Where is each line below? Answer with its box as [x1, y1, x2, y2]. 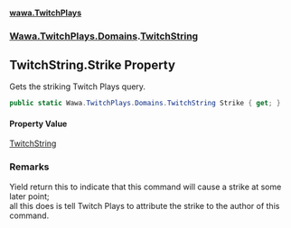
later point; [9, 190, 50, 202]
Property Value [9, 118, 68, 129]
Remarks [9, 160, 50, 173]
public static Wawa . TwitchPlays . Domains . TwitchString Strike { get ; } [9, 99, 281, 108]
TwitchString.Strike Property [9, 57, 176, 72]
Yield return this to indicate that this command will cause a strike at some [9, 181, 282, 192]
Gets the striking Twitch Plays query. [9, 81, 146, 92]
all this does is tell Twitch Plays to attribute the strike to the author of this [9, 200, 280, 211]
